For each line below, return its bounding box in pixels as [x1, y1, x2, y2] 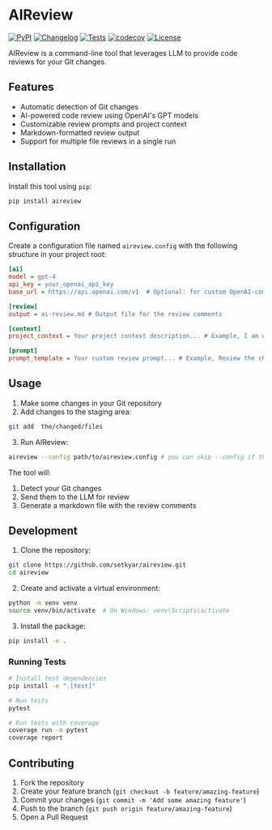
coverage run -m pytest [8, 726, 89, 734]
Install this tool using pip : [8, 181, 92, 191]
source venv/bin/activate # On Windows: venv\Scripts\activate [8, 606, 230, 614]
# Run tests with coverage [8, 719, 100, 727]
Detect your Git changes [19, 483, 102, 493]
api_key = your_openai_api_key [8, 280, 114, 289]
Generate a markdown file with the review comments [19, 500, 197, 510]
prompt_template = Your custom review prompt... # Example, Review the [8, 354, 255, 362]
